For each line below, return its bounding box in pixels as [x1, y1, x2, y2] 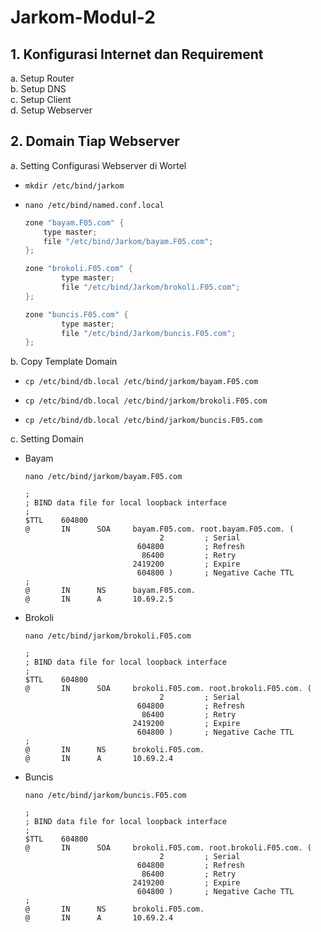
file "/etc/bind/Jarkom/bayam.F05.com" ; [43, 236, 214, 246]
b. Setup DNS [10, 83, 67, 95]
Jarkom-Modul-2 [10, 6, 156, 29]
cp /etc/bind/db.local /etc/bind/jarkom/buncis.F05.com [24, 416, 263, 426]
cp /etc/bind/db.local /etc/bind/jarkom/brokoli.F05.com [24, 396, 268, 406]
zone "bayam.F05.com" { [24, 217, 125, 228]
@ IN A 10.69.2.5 [24, 594, 174, 605]
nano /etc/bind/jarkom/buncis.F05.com [24, 791, 187, 801]
